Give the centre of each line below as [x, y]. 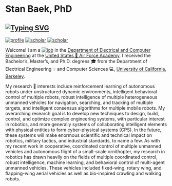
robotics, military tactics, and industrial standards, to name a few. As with [83, 141]
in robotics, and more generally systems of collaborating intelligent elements [86, 124]
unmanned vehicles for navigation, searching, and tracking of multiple [79, 102]
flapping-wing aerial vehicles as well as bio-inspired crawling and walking [83, 173]
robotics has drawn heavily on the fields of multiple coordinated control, [81, 157]
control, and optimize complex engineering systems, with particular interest [85, 119]
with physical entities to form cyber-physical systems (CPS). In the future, [83, 130]
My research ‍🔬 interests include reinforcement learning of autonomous [80, 86]
